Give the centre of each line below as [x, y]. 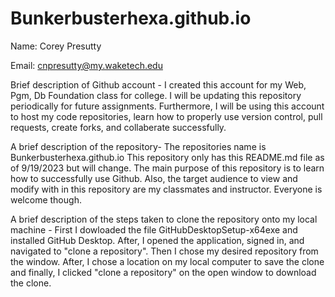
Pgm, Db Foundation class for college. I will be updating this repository [156, 95]
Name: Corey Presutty [56, 46]
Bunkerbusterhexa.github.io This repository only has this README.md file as [167, 157]
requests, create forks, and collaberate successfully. [118, 127]
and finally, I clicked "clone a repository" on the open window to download [163, 272]
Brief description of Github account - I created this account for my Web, [158, 84]
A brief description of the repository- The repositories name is [138, 146]
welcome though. [46, 199]
